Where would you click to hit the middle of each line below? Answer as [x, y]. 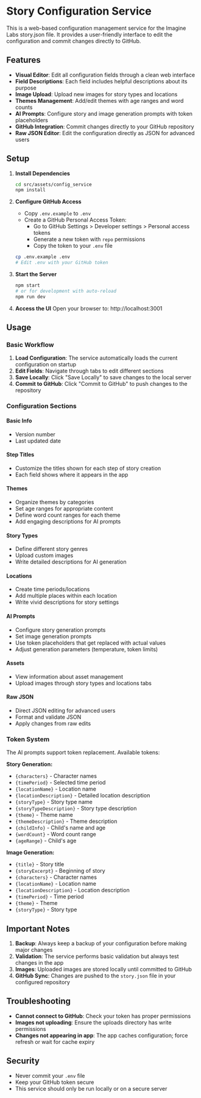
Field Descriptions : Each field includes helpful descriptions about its [101, 81]
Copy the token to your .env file [73, 246]
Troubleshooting [39, 1002]
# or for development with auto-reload [66, 291]
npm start [28, 285]
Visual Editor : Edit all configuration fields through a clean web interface [105, 75]
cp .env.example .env [42, 257]
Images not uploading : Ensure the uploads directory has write [93, 1022]
